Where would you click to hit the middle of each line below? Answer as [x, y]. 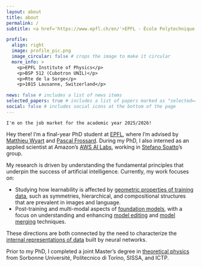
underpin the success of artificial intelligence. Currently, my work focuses [98, 171]
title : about [23, 17]
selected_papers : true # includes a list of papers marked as [86, 101]
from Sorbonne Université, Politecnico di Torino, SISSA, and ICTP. [88, 257]
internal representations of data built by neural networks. [77, 239]
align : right [28, 45]
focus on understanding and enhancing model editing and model [95, 215]
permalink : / [23, 23]
